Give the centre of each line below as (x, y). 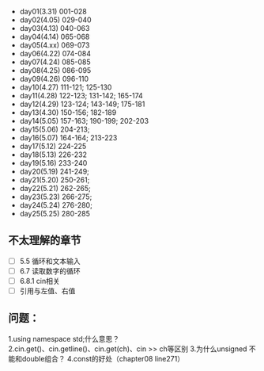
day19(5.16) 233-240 (53, 163)
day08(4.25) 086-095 (55, 70)
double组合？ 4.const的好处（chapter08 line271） (103, 358)
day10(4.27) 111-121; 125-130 (66, 87)
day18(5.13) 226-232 (53, 155)
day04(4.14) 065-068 (55, 36)
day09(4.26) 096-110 (54, 79)
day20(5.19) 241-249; (54, 171)
